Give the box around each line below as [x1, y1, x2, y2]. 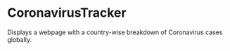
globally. [7, 35, 32, 43]
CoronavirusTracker [7, 5, 127, 21]
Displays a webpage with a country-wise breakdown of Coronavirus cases [7, 28, 223, 36]
